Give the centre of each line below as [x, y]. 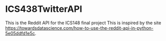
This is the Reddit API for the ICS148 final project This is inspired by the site [83, 23]
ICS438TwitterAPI [44, 9]
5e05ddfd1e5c [20, 33]
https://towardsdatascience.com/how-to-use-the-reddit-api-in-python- [79, 28]
